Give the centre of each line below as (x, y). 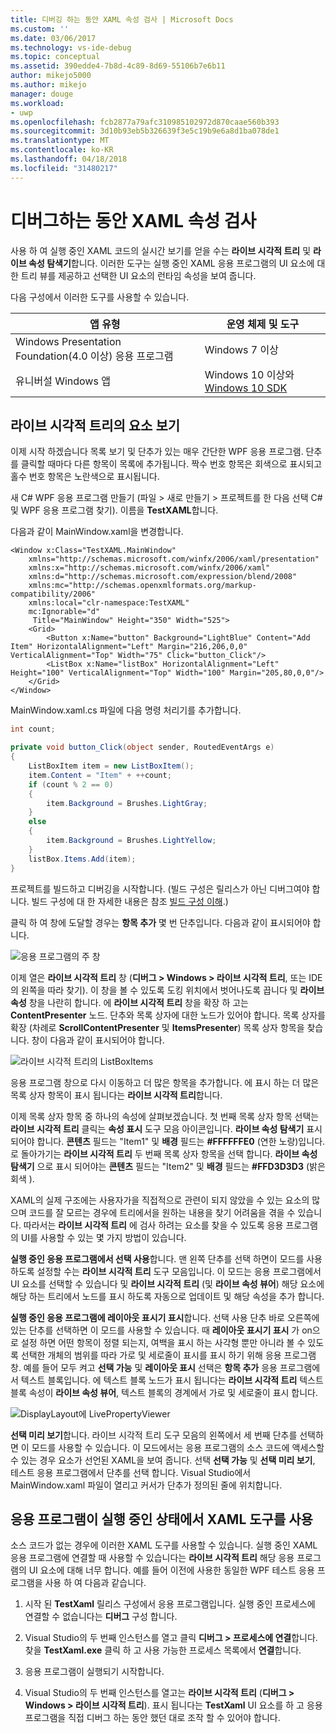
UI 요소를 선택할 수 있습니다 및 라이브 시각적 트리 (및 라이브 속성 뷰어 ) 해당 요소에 (167, 1283)
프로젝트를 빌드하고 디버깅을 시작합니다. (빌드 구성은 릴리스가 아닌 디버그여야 (160, 888)
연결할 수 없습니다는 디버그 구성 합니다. (101, 1617)
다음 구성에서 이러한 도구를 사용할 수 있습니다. (100, 297)
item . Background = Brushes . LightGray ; (127, 803)
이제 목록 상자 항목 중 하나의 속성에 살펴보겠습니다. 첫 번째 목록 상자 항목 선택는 (165, 1116)
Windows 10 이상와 (249, 374)
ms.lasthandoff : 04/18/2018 (69, 159)
